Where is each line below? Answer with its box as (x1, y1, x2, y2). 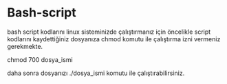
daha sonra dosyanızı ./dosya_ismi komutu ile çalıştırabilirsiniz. (7, 69, 185, 77)
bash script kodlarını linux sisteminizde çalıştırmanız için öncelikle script (7, 28, 211, 36)
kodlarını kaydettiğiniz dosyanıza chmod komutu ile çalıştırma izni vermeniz (7, 34, 221, 43)
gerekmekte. (7, 42, 43, 50)
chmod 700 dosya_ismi (7, 55, 74, 63)
